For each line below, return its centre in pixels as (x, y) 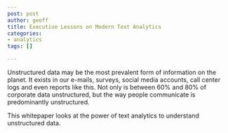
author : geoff (28, 20)
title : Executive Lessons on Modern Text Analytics (84, 27)
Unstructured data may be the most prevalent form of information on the (112, 72)
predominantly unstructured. (48, 102)
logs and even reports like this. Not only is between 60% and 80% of (107, 87)
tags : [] (20, 46)
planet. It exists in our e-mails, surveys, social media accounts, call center (114, 80)
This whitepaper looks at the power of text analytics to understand (103, 115)
